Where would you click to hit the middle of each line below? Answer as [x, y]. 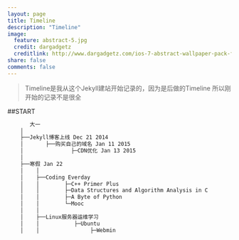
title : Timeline [31, 21]
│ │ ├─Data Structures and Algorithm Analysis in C [114, 191]
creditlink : [32, 54]
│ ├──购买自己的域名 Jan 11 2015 [75, 144]
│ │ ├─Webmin [68, 230]
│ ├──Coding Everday [55, 177]
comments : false [31, 67]
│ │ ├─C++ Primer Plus [70, 184]
